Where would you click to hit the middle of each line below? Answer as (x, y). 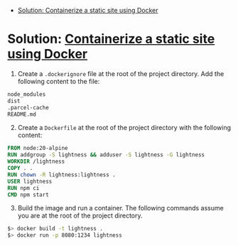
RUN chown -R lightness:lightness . (61, 175)
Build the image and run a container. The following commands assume (120, 208)
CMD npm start (28, 195)
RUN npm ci (23, 188)
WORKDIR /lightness (36, 162)
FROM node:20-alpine (38, 149)
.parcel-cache (28, 107)
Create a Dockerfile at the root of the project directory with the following (124, 128)
